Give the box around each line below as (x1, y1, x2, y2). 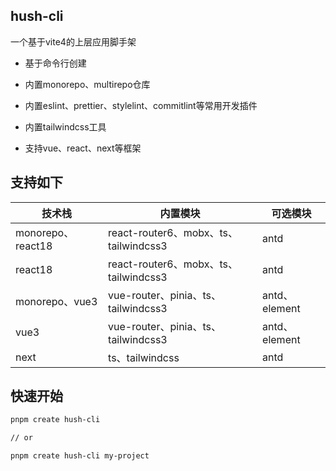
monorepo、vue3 (15, 294, 98, 308)
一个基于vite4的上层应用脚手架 (10, 35, 137, 48)
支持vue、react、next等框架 (24, 142, 142, 154)
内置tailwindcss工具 (24, 120, 107, 133)
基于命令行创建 (24, 57, 87, 69)
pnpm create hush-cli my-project (10, 451, 150, 461)
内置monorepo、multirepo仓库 (24, 78, 151, 90)
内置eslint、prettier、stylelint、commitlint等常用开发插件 (24, 99, 258, 111)
